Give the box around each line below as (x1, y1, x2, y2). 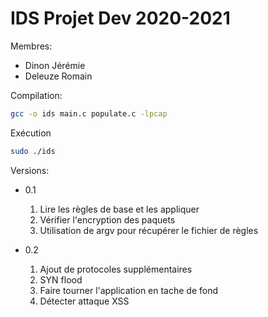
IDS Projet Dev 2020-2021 (10, 7, 231, 30)
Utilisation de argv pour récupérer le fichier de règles (39, 224, 259, 236)
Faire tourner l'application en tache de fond (39, 284, 219, 296)
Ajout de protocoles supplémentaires (39, 263, 193, 275)
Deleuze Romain (24, 70, 93, 82)
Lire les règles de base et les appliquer (39, 203, 200, 215)
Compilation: (10, 89, 63, 101)
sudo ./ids (10, 146, 56, 156)
